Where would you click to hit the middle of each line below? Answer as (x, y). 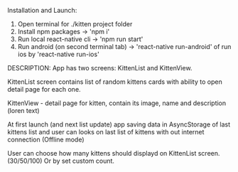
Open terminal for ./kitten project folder (75, 24)
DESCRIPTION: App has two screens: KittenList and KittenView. (100, 68)
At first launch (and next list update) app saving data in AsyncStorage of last (119, 124)
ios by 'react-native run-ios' (58, 54)
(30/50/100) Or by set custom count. (61, 161)
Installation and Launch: (42, 10)
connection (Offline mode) (46, 139)
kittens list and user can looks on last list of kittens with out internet (106, 132)
